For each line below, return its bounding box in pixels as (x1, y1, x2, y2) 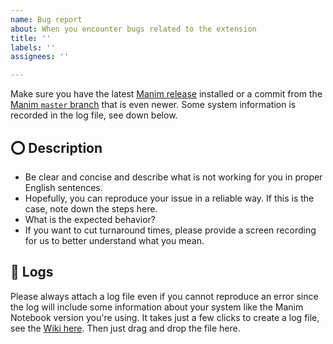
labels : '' (10, 42, 56, 53)
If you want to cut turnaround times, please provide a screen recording (24, 224, 317, 236)
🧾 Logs (10, 264, 54, 281)
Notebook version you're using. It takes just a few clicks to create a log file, (10, 311, 320, 323)
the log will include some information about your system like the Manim (10, 301, 304, 313)
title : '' (10, 33, 52, 43)
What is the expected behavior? (24, 213, 157, 225)
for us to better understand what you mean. (24, 234, 205, 246)
